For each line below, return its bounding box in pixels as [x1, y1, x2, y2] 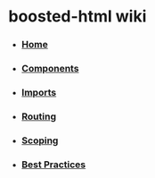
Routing [20, 110, 57, 123]
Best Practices [20, 158, 86, 171]
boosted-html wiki [8, 6, 147, 27]
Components [20, 63, 79, 75]
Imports [20, 86, 57, 98]
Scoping [20, 134, 59, 147]
